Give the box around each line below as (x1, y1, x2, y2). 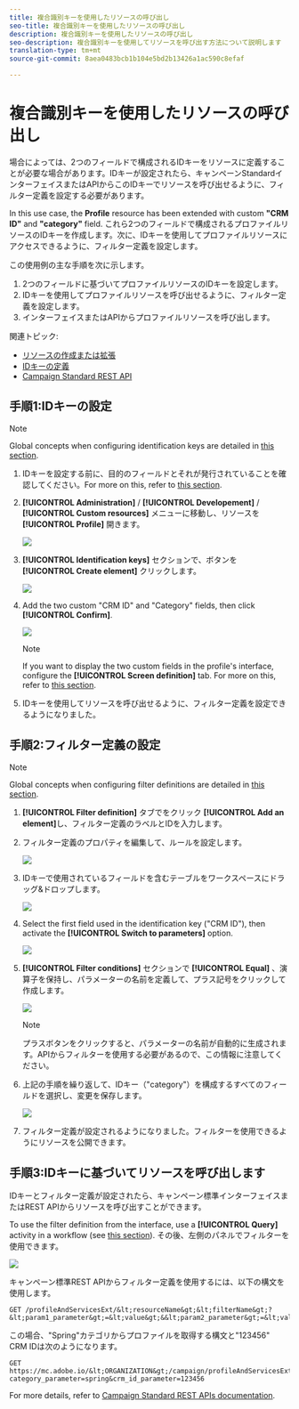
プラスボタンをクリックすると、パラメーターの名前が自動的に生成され (21, 1038, 279, 1049)
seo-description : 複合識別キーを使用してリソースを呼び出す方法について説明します (9, 37, 282, 47)
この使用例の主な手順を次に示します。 (9, 259, 149, 270)
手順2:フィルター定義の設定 (9, 738, 161, 753)
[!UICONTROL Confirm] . (21, 609, 113, 619)
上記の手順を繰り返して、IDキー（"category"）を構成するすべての (21, 1079, 264, 1089)
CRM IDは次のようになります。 (9, 1341, 123, 1352)
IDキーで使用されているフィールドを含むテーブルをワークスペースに (21, 872, 270, 883)
